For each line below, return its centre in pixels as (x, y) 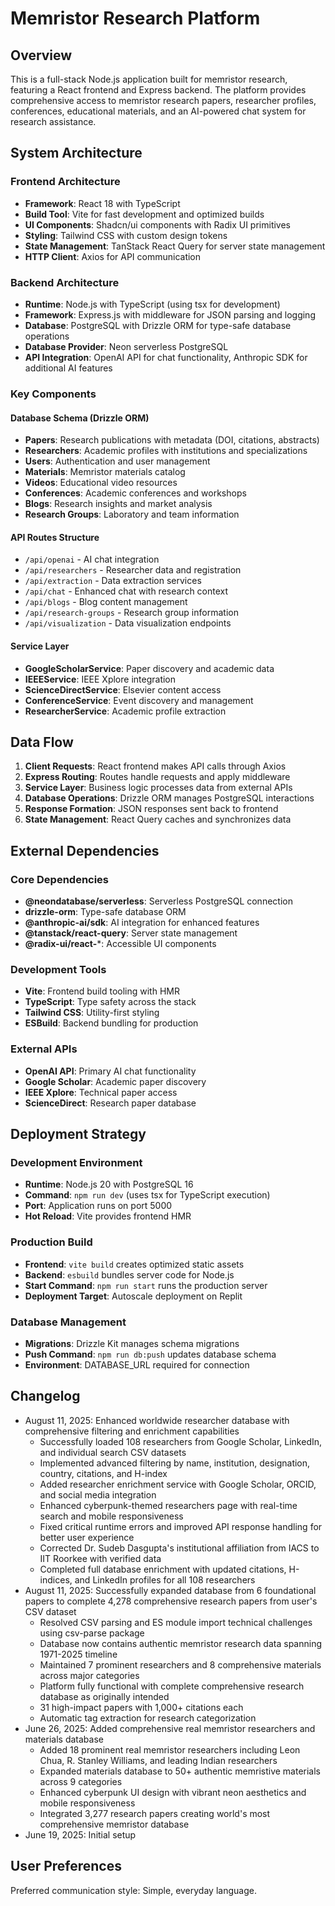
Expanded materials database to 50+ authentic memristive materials (180, 1771)
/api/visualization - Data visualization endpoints (128, 623)
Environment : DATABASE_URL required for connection (137, 1364)
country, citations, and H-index (103, 1473)
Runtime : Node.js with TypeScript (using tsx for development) (152, 304)
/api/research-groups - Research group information (131, 613)
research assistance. (53, 121)
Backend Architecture (65, 282)
